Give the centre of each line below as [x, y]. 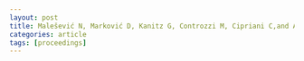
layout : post [34, 17]
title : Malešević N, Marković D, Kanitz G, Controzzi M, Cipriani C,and [149, 26]
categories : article [48, 34]
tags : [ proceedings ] [48, 43]
